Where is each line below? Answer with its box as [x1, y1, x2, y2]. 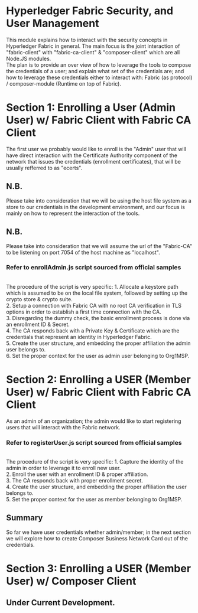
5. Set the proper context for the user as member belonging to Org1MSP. [6, 496, 183, 503]
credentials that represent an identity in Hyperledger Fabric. [6, 333, 152, 340]
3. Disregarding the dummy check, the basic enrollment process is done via [6, 314, 190, 321]
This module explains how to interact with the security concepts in [6, 36, 168, 43]
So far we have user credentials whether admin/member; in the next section [6, 529, 191, 536]
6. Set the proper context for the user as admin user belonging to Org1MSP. [6, 352, 190, 359]
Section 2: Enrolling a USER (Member [6, 373, 191, 386]
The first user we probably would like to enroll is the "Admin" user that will [6, 145, 186, 152]
